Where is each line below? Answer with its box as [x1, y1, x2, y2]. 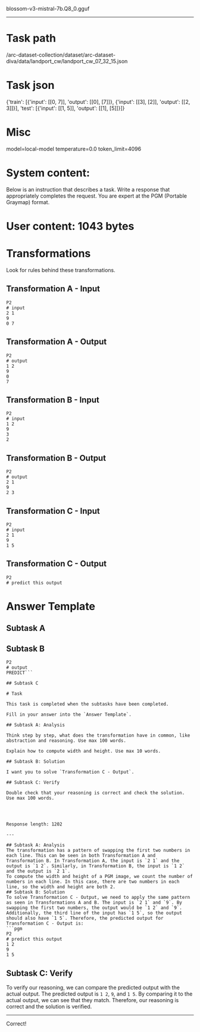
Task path [6, 32, 57, 45]
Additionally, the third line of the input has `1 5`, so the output [6, 910, 183, 916]
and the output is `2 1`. [6, 868, 70, 874]
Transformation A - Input [6, 284, 100, 294]
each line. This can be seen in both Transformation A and [6, 853, 156, 859]
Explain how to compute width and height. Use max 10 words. [6, 748, 161, 754]
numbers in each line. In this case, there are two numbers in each [6, 879, 180, 885]
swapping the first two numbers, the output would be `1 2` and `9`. [6, 905, 183, 911]
